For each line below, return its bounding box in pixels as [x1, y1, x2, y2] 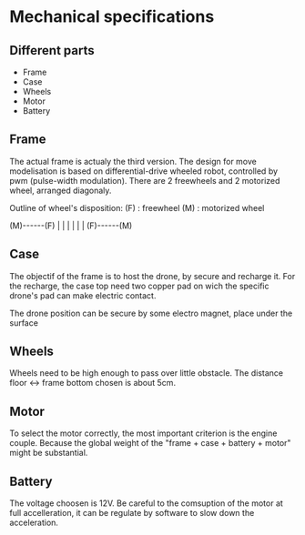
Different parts [9, 43, 95, 58]
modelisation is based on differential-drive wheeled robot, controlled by [9, 166, 279, 177]
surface [9, 317, 39, 328]
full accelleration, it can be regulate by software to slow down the [9, 508, 255, 519]
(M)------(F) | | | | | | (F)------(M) [9, 220, 133, 231]
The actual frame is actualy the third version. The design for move [9, 156, 257, 167]
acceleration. [9, 517, 59, 529]
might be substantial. [9, 448, 88, 459]
